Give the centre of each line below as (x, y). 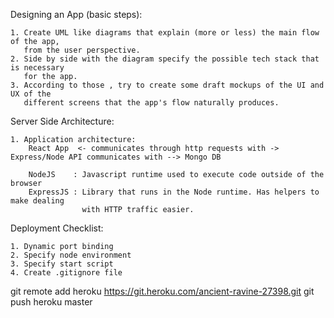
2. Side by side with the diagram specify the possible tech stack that (165, 59)
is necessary (37, 68)
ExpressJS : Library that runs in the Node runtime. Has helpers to (174, 192)
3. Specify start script (62, 264)
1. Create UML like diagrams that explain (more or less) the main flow (165, 33)
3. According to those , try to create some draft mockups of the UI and (167, 85)
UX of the (31, 94)
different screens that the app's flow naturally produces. (151, 103)
